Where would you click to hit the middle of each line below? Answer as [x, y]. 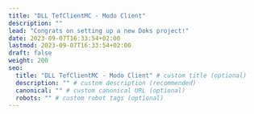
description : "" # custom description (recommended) [106, 83]
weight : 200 [28, 61]
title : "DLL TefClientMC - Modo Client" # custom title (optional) [131, 75]
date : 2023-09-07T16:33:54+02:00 [65, 38]
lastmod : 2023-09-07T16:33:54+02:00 [70, 46]
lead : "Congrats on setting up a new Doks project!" [99, 31]
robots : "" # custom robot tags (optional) [90, 98]
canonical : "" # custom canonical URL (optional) [100, 90]
